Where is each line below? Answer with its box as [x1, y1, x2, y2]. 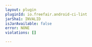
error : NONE [5, 26, 30, 31]
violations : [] [5, 30, 37, 35]
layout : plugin [5, 7, 37, 12]
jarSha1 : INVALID [5, 16, 41, 21]
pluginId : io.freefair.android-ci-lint [5, 12, 88, 17]
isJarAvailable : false [5, 21, 52, 26]
